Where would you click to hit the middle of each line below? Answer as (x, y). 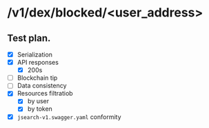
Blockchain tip (37, 78)
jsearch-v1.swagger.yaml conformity (69, 117)
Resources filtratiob (45, 94)
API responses (38, 63)
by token (40, 109)
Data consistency (42, 86)
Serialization (35, 54)
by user (38, 101)
